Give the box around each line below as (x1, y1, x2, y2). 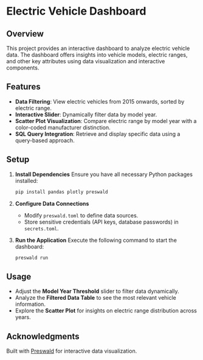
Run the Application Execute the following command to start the (15, 236, 177, 244)
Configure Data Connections (15, 200, 89, 207)
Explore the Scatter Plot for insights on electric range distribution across (15, 307, 198, 314)
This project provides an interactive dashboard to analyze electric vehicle (6, 44, 190, 52)
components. (6, 64, 40, 71)
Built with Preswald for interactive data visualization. (6, 347, 137, 355)
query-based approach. (15, 136, 75, 144)
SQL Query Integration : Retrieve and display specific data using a (15, 130, 181, 138)
